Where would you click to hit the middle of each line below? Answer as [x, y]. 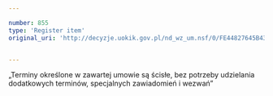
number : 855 [28, 23]
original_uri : [32, 38]
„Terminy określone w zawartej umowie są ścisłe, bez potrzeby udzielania [132, 75]
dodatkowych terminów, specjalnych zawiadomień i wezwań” [111, 83]
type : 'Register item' [47, 30]
